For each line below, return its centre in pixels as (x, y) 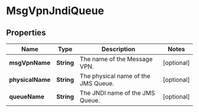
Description (118, 49)
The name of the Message (116, 59)
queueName (27, 97)
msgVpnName (30, 63)
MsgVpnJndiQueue (55, 11)
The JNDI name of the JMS (117, 93)
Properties (26, 33)
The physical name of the (115, 76)
